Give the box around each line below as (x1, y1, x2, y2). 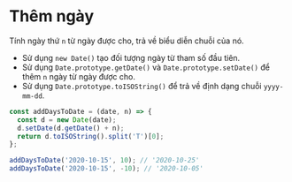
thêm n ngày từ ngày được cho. (21, 71, 135, 81)
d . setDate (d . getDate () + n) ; (17, 124, 125, 133)
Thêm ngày (9, 6, 95, 27)
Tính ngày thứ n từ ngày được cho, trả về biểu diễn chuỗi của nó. (9, 35, 245, 46)
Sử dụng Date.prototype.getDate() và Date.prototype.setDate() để (21, 62, 270, 72)
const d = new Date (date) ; (17, 115, 117, 125)
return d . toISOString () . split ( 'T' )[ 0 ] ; (17, 132, 165, 140)
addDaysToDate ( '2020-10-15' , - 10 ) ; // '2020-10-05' (9, 164, 204, 173)
